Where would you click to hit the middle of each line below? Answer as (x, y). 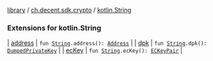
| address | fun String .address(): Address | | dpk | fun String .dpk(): (107, 43)
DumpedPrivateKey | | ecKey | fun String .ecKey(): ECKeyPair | (95, 51)
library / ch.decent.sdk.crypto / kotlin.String (69, 10)
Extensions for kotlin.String (54, 28)
